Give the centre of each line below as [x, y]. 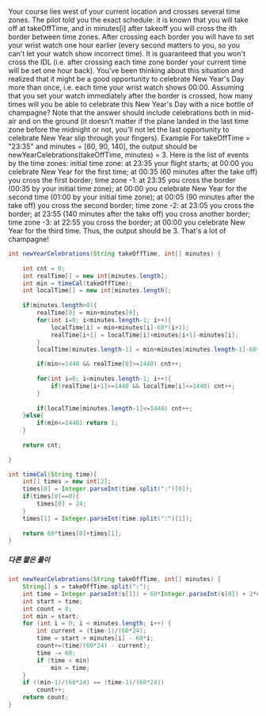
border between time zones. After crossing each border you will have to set [131, 37]
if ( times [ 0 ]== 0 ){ [51, 497]
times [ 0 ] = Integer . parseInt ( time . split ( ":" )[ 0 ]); [108, 489]
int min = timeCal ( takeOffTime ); [78, 283]
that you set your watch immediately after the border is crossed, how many [131, 96]
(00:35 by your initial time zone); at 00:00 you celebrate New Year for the [128, 189]
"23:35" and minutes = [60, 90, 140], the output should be [103, 146]
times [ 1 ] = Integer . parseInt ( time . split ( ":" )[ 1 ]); [108, 518]
